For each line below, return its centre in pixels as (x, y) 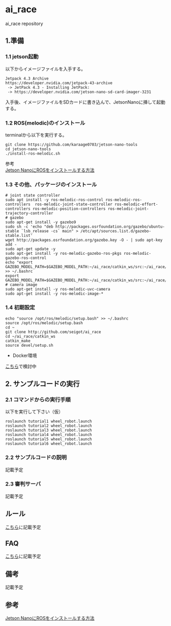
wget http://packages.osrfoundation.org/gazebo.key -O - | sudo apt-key (84, 240)
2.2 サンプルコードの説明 (36, 458)
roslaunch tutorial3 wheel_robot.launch (49, 430)
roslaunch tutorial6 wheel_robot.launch (49, 444)
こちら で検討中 (21, 366)
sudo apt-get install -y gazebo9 (41, 222)
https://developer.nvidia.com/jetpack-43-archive (59, 83)
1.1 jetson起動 (22, 57)
